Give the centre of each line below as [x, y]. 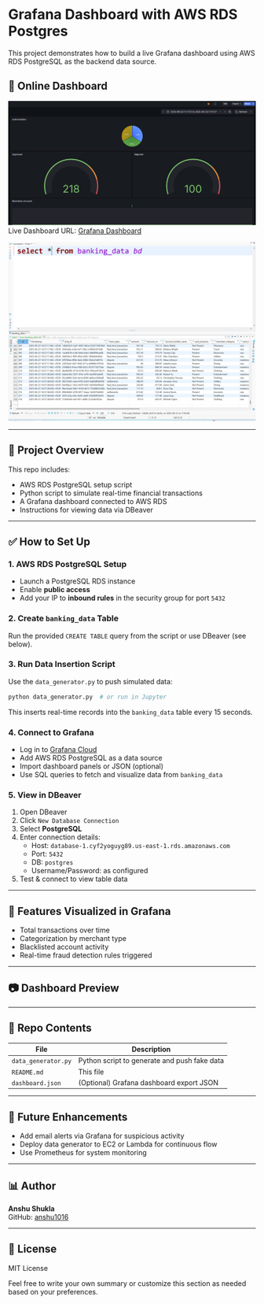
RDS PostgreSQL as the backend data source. [82, 61]
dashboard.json [36, 1083]
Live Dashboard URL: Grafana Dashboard [75, 231]
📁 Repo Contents [50, 1028]
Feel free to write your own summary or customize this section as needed [127, 1283]
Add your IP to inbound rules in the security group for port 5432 [122, 598]
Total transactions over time [64, 930]
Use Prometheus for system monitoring [83, 1153]
